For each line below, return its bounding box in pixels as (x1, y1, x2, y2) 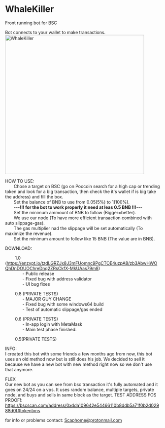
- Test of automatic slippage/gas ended (22, 306, 102, 312)
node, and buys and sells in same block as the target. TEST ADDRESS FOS (5, 391, 157, 398)
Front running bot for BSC (5, 20, 58, 26)
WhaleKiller (5, 3, 54, 15)
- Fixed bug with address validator (22, 275, 92, 282)
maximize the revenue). (5, 231, 53, 236)
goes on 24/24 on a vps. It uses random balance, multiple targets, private (5, 387, 154, 392)
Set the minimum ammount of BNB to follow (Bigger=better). (14, 209, 136, 215)
